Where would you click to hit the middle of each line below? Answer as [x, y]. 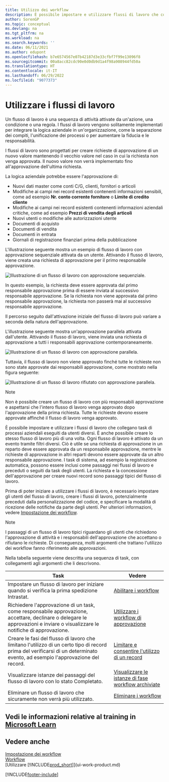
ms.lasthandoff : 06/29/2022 [35, 76]
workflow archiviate [137, 684]
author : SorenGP [22, 19]
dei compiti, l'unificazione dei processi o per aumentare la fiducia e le [77, 135]
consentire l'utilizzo [137, 651]
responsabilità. [21, 141]
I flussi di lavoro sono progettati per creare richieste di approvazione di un [82, 150]
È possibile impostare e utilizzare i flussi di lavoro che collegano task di [79, 427]
